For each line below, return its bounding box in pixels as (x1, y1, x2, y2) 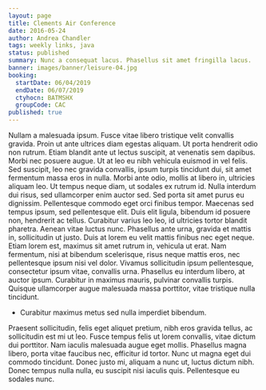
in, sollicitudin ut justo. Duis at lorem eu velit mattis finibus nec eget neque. (8, 233, 255, 242)
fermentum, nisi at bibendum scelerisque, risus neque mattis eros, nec (8, 250, 240, 259)
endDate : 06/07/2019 (15, 86, 84, 94)
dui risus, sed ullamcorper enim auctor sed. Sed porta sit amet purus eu (8, 190, 245, 199)
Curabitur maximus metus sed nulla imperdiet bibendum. (19, 308, 207, 317)
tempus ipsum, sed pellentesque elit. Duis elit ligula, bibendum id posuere (8, 207, 251, 216)
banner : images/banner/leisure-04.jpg (8, 64, 137, 72)
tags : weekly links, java (8, 42, 94, 50)
